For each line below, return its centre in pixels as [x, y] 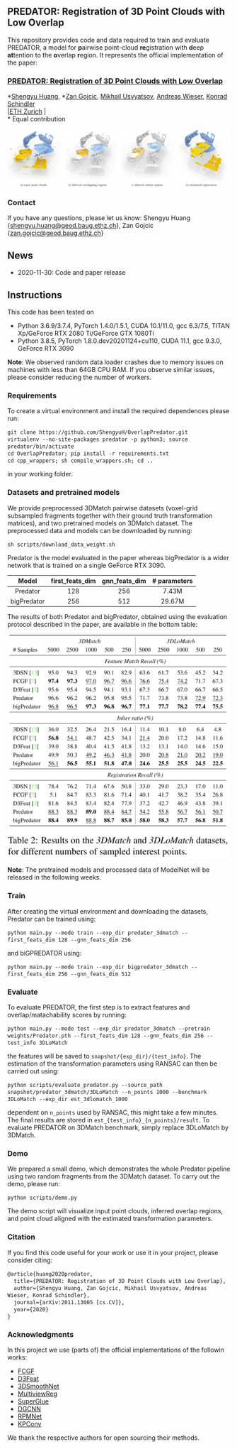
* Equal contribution [36, 119]
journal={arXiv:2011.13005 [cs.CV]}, [69, 1302]
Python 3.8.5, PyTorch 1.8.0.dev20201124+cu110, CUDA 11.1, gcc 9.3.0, [120, 341]
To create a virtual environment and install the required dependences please [118, 411]
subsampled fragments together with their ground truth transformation [110, 515]
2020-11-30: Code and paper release [71, 273]
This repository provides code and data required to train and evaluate [109, 40]
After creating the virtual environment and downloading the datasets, [108, 911]
